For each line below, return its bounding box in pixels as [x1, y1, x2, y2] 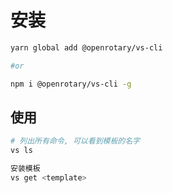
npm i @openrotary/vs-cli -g [10, 79, 132, 89]
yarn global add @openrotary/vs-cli [10, 42, 163, 53]
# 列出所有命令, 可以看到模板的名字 [10, 136, 140, 146]
